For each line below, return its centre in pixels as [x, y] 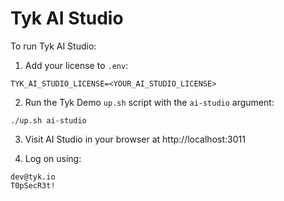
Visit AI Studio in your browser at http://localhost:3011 [135, 139]
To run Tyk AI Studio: [53, 46]
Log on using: [53, 158]
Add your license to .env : [76, 65]
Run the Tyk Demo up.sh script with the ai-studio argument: [149, 102]
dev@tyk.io [33, 177]
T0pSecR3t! [33, 185]
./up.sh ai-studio [48, 120]
